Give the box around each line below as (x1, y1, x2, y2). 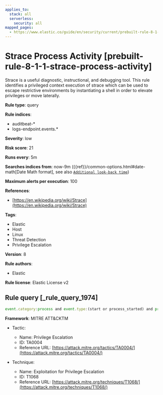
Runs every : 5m (5, 154, 37, 160)
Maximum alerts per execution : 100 (5, 178, 78, 184)
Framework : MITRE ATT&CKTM (5, 315, 69, 321)
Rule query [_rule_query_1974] (5, 294, 98, 302)
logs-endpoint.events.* (12, 126, 59, 132)
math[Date (5, 169, 26, 175)
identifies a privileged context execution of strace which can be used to (5, 82, 148, 88)
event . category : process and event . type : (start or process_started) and (5, 306, 153, 311)
